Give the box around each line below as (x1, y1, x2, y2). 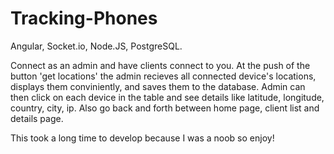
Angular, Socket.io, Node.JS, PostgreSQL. (10, 40, 183, 52)
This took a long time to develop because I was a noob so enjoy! (10, 132, 275, 144)
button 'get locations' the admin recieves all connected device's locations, (10, 70, 317, 82)
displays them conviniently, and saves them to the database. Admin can (10, 80, 306, 92)
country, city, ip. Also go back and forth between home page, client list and (10, 102, 320, 114)
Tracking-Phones (10, 7, 158, 30)
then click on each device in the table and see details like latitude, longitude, (10, 91, 325, 103)
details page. (10, 112, 64, 124)
